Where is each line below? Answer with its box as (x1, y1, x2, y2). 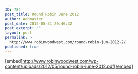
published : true (5, 44, 39, 49)
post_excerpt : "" (5, 26, 41, 31)
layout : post (5, 30, 32, 35)
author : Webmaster (5, 16, 43, 21)
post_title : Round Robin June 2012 (5, 12, 79, 17)
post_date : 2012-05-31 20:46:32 (5, 21, 72, 26)
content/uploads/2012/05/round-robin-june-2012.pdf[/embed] (5, 63, 133, 69)
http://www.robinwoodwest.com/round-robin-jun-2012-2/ (9, 40, 126, 45)
